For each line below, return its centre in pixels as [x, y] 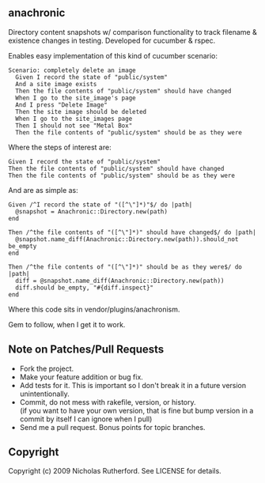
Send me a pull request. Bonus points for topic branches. [112, 427]
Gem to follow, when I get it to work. [67, 324]
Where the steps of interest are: [60, 147]
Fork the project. [47, 368]
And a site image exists [56, 84]
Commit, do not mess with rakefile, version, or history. [108, 402]
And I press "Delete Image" [62, 105]
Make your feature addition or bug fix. [81, 377]
